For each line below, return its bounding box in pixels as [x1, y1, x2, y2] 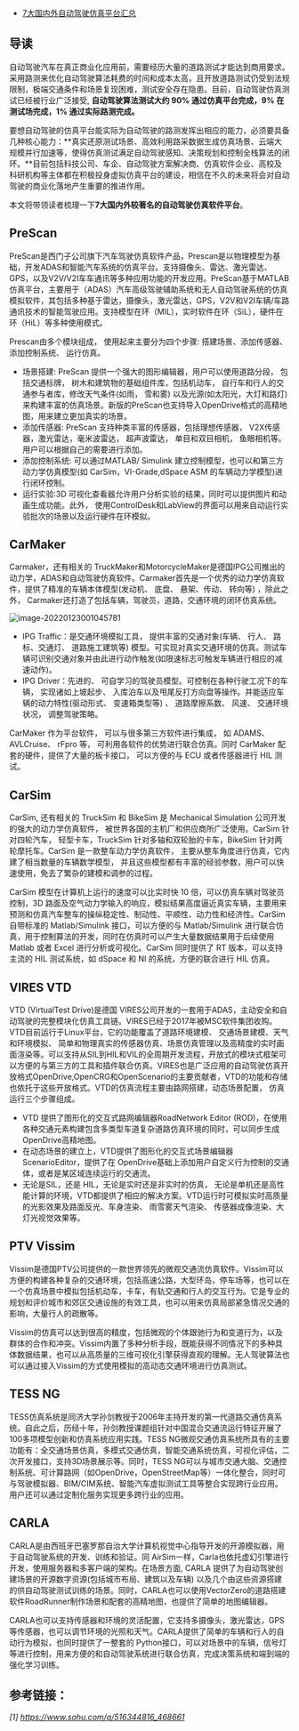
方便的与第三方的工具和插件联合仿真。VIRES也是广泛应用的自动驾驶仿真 [16, 1060, 281, 1071]
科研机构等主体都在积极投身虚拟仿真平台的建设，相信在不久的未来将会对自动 [9, 169, 290, 180]
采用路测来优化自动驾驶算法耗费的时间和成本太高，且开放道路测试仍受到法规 [9, 72, 290, 83]
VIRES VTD [9, 979, 72, 994]
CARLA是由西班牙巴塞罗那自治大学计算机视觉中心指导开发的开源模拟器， [9, 1540, 278, 1550]
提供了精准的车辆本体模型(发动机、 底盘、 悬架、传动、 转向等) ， [24, 584, 265, 594]
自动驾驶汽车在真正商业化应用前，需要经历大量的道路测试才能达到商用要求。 [9, 61, 290, 72]
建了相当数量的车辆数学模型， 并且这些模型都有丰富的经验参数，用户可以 [9, 857, 277, 867]
